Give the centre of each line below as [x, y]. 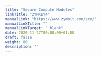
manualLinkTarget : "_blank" [34, 28]
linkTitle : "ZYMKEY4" [28, 14]
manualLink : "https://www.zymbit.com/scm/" [51, 19]
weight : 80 [16, 42]
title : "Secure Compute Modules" [40, 10]
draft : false [19, 38]
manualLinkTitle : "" [27, 24]
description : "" [22, 47]
